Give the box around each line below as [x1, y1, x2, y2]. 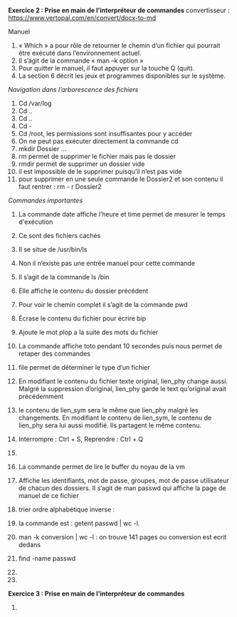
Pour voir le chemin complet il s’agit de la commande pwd [18, 301, 188, 308]
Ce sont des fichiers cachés [18, 232, 101, 239]
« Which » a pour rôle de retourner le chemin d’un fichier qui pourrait [18, 41, 221, 49]
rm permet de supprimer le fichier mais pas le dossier [18, 152, 177, 160]
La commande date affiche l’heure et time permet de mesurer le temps [18, 210, 226, 218]
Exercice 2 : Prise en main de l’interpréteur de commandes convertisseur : [8, 6, 230, 14]
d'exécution [18, 217, 53, 226]
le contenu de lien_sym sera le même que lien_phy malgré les [18, 406, 199, 414]
